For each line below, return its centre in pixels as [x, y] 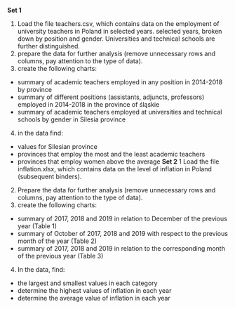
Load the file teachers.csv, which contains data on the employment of [118, 24]
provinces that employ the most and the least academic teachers [111, 154]
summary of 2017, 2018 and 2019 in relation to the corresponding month [121, 248]
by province [35, 90]
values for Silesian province [58, 146]
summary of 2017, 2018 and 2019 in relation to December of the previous [122, 218]
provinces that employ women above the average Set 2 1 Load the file [118, 162]
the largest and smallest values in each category [87, 283]
